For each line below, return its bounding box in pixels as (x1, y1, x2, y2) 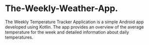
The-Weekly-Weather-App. (5, 3, 118, 14)
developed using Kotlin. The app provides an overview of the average (5, 24, 144, 30)
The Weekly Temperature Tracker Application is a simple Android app (5, 19, 144, 25)
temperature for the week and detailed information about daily (5, 29, 130, 35)
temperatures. (5, 34, 33, 40)
